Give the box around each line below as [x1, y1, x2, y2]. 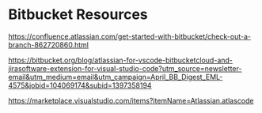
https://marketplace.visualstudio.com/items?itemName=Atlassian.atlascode [8, 96, 255, 105]
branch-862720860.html [8, 40, 89, 49]
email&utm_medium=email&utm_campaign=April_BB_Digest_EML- [8, 72, 223, 81]
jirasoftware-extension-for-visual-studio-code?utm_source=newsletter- [8, 63, 242, 73]
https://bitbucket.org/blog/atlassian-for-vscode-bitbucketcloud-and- [8, 55, 234, 65]
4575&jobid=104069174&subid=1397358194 [8, 81, 152, 90]
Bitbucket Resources [8, 6, 148, 24]
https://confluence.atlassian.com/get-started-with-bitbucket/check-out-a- [8, 32, 252, 41]
